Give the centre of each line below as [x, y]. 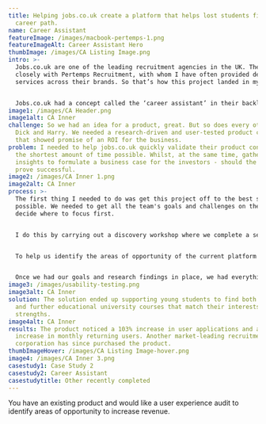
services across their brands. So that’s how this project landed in [132, 82]
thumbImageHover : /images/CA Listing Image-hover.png [99, 351]
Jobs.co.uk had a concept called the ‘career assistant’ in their [127, 103]
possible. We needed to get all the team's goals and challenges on [131, 206]
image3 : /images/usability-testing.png [74, 285]
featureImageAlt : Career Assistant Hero [76, 45]
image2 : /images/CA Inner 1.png [61, 177]
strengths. [33, 314]
